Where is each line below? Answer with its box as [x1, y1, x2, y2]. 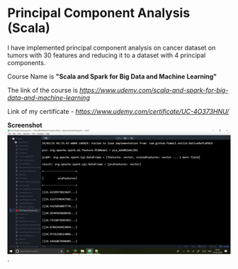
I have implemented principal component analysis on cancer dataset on [7, 43, 216, 52]
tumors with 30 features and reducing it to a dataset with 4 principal [7, 51, 206, 59]
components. [7, 58, 46, 67]
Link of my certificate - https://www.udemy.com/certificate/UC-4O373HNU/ [7, 107, 229, 115]
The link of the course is [7, 86, 78, 94]
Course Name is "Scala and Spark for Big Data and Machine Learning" [7, 72, 217, 81]
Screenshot [7, 120, 42, 129]
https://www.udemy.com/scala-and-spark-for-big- [79, 86, 229, 94]
